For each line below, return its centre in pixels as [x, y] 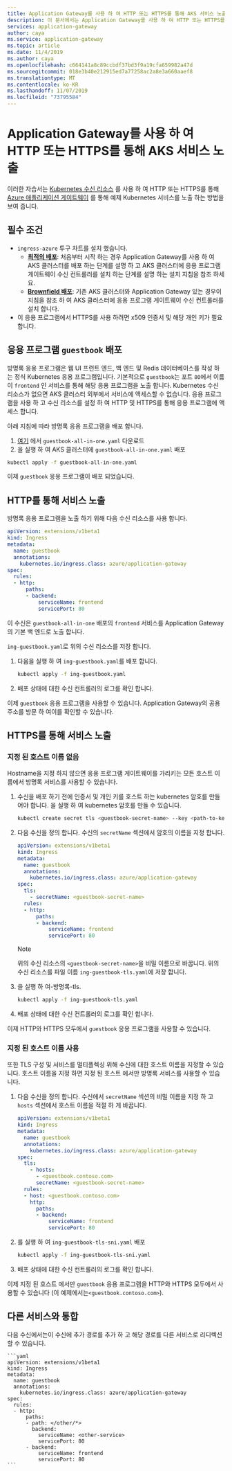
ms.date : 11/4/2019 [35, 53]
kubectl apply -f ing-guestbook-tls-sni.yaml [84, 1255]
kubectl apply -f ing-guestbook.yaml [71, 674]
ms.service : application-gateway [55, 39]
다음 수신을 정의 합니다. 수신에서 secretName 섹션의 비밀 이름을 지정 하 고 [115, 1097]
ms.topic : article [33, 46]
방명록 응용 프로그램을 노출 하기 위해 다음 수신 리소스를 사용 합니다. [97, 518]
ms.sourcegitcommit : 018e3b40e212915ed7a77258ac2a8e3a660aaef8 [100, 71]
